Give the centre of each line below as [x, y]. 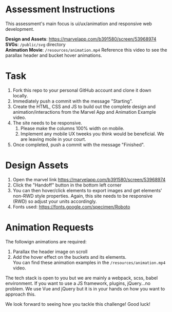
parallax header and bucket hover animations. [54, 55]
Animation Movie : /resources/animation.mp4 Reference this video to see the [86, 50]
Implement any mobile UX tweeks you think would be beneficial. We [92, 134]
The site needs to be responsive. [47, 123]
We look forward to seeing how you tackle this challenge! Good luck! [78, 304]
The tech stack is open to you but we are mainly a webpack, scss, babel [82, 278]
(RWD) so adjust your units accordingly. [55, 201]
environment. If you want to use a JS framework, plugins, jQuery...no [78, 283]
